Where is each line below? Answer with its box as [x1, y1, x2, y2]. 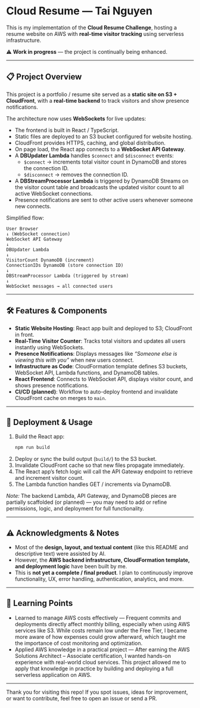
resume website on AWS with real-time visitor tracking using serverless [6, 30, 185, 37]
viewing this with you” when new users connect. [14, 356, 134, 364]
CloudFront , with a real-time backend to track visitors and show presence [6, 97, 189, 104]
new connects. [14, 202, 52, 210]
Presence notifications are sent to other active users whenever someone [14, 196, 193, 204]
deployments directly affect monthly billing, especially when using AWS [14, 620, 190, 627]
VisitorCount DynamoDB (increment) [6, 257, 95, 263]
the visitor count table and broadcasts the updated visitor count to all [14, 183, 185, 190]
